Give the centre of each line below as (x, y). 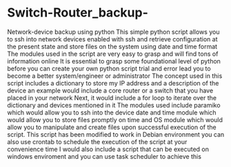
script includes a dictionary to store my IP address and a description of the (113, 83)
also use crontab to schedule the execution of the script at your (97, 141)
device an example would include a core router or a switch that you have (110, 90)
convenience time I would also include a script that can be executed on (108, 149)
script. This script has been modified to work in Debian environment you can (116, 134)
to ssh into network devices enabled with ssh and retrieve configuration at (112, 39)
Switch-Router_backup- (78, 13)
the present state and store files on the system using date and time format (112, 46)
